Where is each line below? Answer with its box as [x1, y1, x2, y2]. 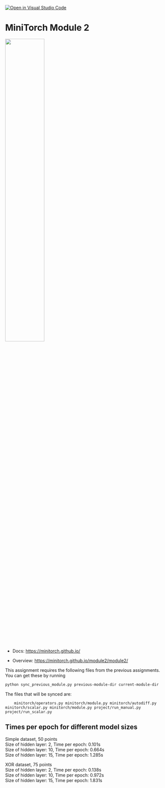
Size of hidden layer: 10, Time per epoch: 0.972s [5, 772, 104, 778]
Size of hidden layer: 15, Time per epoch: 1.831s [5, 777, 103, 783]
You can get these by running [5, 672, 66, 678]
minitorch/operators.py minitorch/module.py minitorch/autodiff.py [14, 701, 157, 706]
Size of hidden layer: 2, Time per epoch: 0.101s [5, 741, 101, 747]
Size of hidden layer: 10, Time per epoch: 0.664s [5, 746, 104, 752]
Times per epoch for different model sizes [5, 723, 138, 731]
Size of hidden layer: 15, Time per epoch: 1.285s [5, 752, 103, 758]
